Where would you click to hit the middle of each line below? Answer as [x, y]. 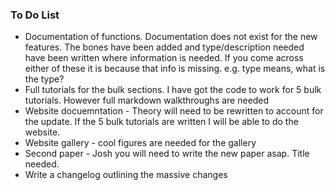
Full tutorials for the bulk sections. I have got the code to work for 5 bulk [173, 90]
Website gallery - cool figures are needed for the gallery [140, 143]
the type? [44, 79]
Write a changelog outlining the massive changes [126, 175]
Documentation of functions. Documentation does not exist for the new [171, 37]
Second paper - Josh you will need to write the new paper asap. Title [167, 154]
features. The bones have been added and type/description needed [164, 47]
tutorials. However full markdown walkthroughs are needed [147, 100]
